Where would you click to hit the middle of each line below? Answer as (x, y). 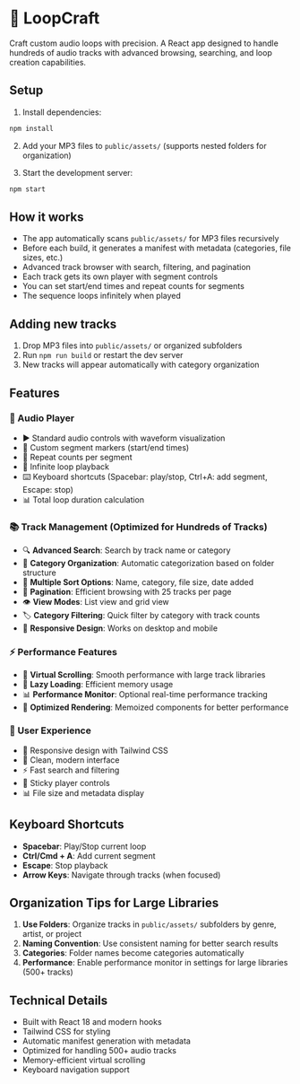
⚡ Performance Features (64, 652)
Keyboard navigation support (76, 1070)
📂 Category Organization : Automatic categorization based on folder (148, 564)
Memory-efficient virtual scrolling (84, 1060)
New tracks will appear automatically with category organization (141, 365)
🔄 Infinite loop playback (66, 467)
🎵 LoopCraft (55, 18)
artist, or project (52, 934)
